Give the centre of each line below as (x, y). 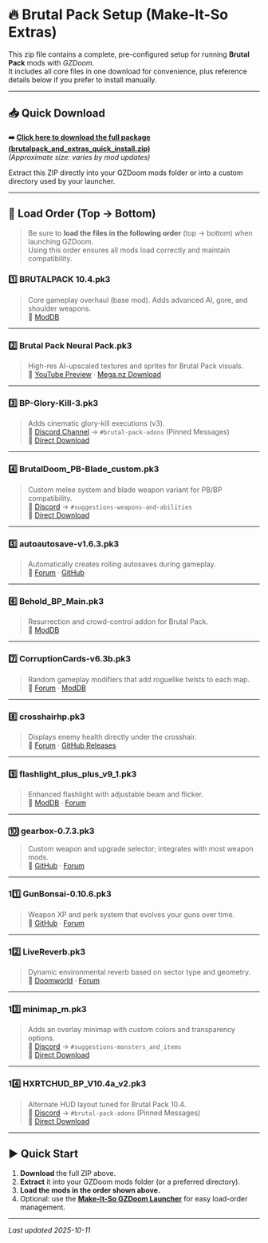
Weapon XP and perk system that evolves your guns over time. (131, 914)
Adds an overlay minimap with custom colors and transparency (131, 1030)
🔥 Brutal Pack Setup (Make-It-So (118, 15)
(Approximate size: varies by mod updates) (79, 157)
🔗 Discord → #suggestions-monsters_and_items (104, 1046)
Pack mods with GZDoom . (51, 62)
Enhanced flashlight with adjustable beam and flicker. (116, 794)
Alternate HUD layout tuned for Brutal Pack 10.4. (107, 1104)
